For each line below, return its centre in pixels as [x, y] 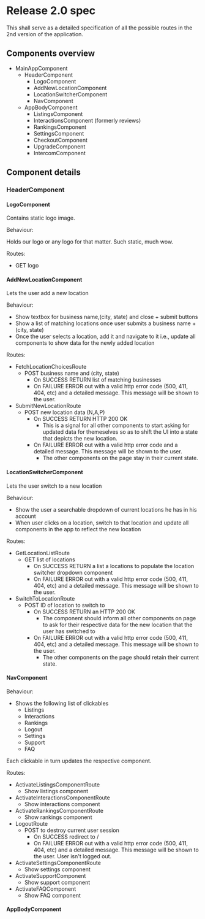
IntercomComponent [59, 153]
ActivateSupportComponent [50, 875]
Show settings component [57, 869]
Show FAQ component [53, 895]
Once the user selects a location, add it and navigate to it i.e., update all [105, 336]
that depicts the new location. [80, 439]
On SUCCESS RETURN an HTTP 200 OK [84, 612]
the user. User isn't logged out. [73, 856]
